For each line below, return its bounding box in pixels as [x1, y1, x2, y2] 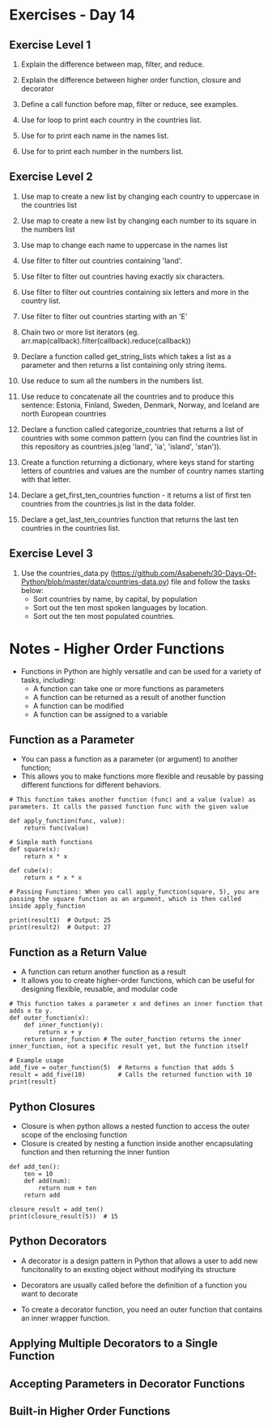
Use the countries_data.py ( [20, 568, 114, 578]
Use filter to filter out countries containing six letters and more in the [20, 287, 249, 297]
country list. [20, 296, 62, 305]
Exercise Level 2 [9, 170, 93, 184]
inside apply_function [9, 902, 86, 911]
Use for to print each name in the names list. [20, 131, 169, 140]
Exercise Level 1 [9, 38, 91, 52]
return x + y [38, 1028, 83, 1036]
